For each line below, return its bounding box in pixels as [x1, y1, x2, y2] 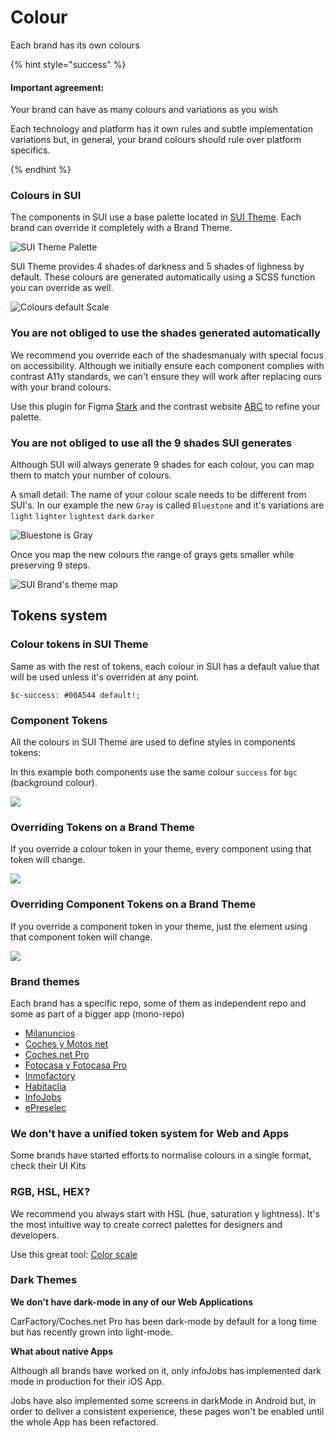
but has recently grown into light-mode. [10, 1326, 173, 1338]
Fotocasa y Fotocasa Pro [24, 1059, 128, 1071]
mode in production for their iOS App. [10, 1375, 165, 1387]
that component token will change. [10, 931, 153, 943]
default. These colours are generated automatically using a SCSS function [10, 271, 316, 283]
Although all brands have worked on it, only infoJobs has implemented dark [10, 1364, 322, 1376]
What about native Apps [10, 1345, 114, 1357]
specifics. [10, 144, 51, 156]
